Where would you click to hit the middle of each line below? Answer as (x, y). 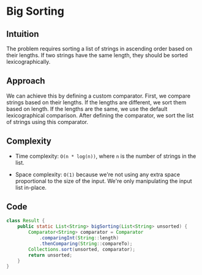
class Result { (26, 221)
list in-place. (31, 187)
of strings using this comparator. (47, 122)
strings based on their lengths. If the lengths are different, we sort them (96, 102)
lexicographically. (28, 62)
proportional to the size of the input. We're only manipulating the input (103, 181)
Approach (26, 81)
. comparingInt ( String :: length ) (79, 238)
